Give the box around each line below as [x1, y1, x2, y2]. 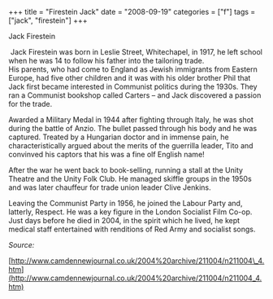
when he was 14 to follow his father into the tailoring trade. [8, 56, 205, 65]
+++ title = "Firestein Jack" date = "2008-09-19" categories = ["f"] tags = [8, 7, 256, 16]
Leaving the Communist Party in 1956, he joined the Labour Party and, [8, 199, 243, 208]
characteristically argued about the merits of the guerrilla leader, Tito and [8, 141, 253, 150]
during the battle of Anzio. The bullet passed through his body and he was [8, 124, 258, 133]
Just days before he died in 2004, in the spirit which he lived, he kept [8, 216, 240, 225]
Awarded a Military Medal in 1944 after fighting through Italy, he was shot [8, 115, 254, 125]
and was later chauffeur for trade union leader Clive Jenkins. [8, 182, 211, 192]
